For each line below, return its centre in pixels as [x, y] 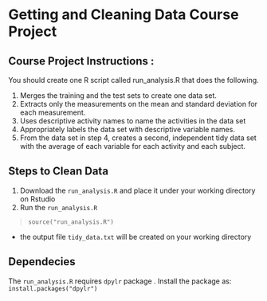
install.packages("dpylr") [53, 288]
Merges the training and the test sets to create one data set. [118, 96]
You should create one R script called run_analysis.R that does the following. [133, 80]
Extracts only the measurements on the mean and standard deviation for [138, 104]
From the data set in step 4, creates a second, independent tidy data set [138, 138]
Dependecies [42, 262]
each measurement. [53, 112]
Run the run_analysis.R [59, 207]
